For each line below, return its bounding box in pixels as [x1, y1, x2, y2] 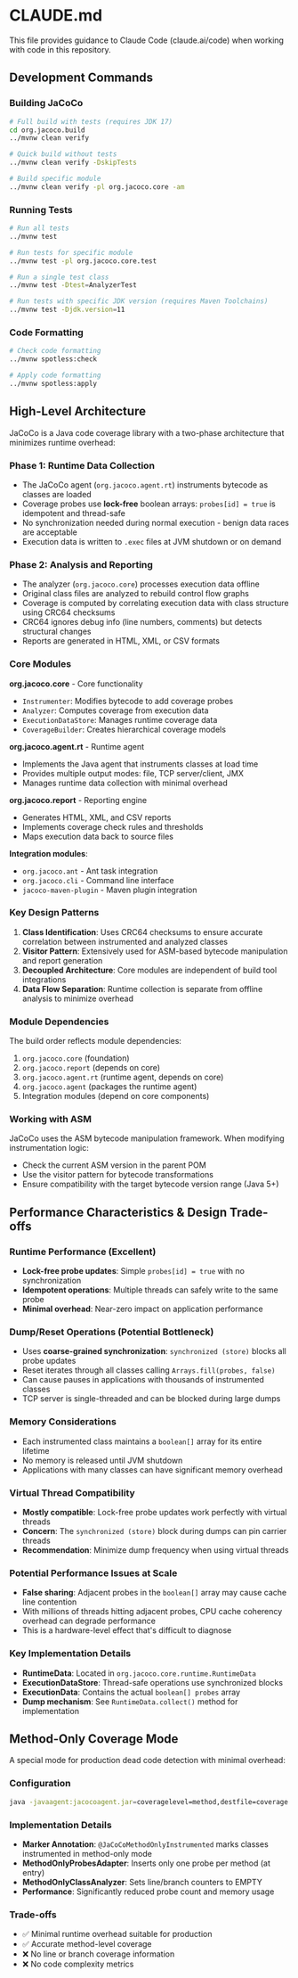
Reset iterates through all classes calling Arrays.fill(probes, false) [21, 1365, 276, 1375]
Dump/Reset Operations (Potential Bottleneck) [9, 1326, 214, 1338]
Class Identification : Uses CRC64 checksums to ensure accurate [21, 926, 263, 937]
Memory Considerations [9, 1416, 117, 1428]
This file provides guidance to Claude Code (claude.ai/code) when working [9, 35, 285, 45]
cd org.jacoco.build [9, 126, 86, 135]
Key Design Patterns [9, 907, 100, 919]
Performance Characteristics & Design [9, 1204, 228, 1219]
